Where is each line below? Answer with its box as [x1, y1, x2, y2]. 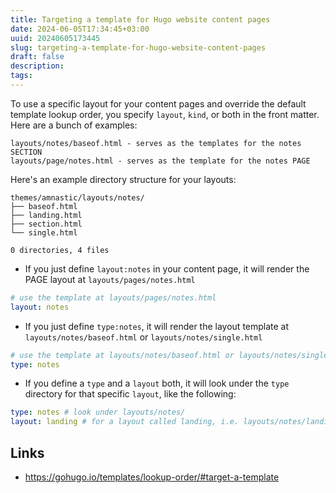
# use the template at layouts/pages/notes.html [10, 292, 217, 303]
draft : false [10, 52, 65, 62]
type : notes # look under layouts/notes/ [10, 407, 186, 418]
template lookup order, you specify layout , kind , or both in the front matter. [10, 108, 320, 120]
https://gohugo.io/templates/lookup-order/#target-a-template [24, 471, 280, 483]
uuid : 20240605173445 [10, 33, 101, 43]
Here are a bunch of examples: [10, 119, 138, 131]
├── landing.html [10, 210, 83, 220]
